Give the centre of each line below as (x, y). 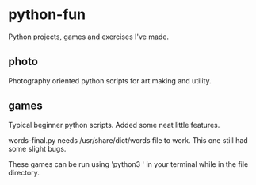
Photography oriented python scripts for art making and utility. (110, 80)
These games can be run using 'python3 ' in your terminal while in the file (128, 164)
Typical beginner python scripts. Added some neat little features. (114, 125)
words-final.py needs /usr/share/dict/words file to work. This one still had (128, 140)
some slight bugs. (37, 148)
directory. (24, 172)
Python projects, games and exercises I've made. (88, 37)
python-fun (47, 15)
